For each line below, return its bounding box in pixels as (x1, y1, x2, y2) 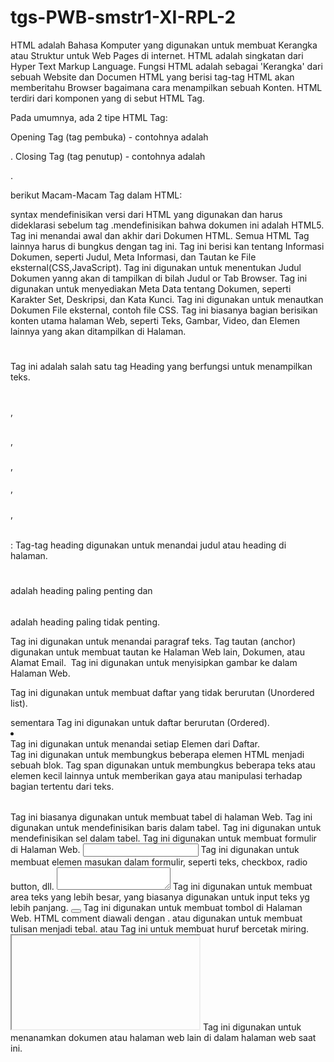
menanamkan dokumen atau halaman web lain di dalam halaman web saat (10, 1032, 317, 1043)
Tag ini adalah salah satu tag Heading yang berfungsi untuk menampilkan (10, 361, 313, 373)
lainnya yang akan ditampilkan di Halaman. (10, 325, 187, 337)
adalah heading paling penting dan (10, 585, 153, 597)
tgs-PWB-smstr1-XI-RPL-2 (10, 6, 237, 29)
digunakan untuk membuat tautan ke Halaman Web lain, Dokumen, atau (10, 646, 305, 658)
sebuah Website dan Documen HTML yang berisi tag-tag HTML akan (10, 71, 295, 83)
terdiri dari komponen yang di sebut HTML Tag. (10, 92, 205, 104)
